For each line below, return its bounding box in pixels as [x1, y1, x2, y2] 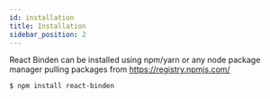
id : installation [9, 13, 75, 22]
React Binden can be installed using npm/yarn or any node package [9, 55, 261, 66]
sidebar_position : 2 [9, 30, 87, 39]
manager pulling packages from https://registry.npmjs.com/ [9, 64, 231, 75]
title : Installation [9, 22, 87, 31]
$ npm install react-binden [9, 82, 115, 91]
